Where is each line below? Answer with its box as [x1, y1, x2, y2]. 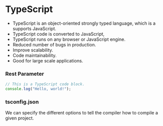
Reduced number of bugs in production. [12, 41, 96, 47]
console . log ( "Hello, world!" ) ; [5, 87, 71, 92]
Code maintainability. [12, 52, 57, 58]
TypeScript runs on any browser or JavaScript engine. [12, 36, 126, 42]
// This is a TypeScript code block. [5, 82, 85, 87]
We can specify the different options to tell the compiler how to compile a [5, 110, 158, 116]
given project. [5, 115, 34, 121]
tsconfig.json [5, 98, 39, 105]
